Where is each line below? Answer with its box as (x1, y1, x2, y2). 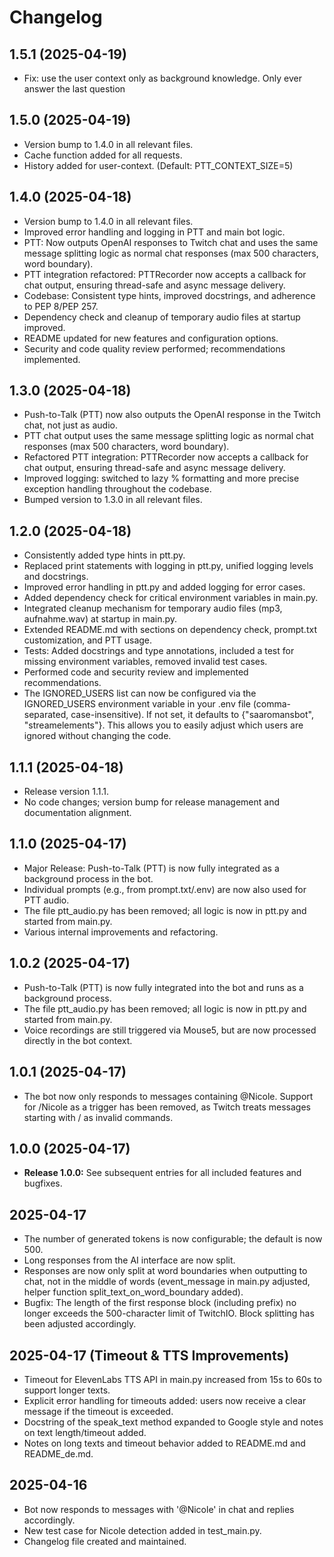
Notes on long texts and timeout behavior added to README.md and (23, 1437, 306, 1449)
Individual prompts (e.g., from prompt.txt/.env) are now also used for (23, 883, 307, 895)
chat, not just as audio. (23, 419, 118, 431)
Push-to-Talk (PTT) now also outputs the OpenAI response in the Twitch (23, 409, 321, 421)
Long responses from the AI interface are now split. (23, 1254, 236, 1266)
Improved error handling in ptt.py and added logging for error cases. (23, 581, 306, 593)
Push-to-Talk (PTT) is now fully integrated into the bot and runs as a (23, 981, 304, 993)
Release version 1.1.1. (23, 786, 109, 798)
